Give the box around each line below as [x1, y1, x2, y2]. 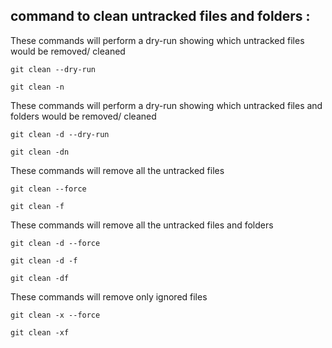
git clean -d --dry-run [10, 129, 110, 139]
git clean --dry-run [10, 64, 97, 74]
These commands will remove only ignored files [10, 290, 208, 303]
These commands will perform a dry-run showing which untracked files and [10, 99, 323, 111]
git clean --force [10, 184, 87, 194]
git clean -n [10, 82, 65, 92]
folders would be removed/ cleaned [10, 110, 157, 122]
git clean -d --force [10, 238, 101, 248]
